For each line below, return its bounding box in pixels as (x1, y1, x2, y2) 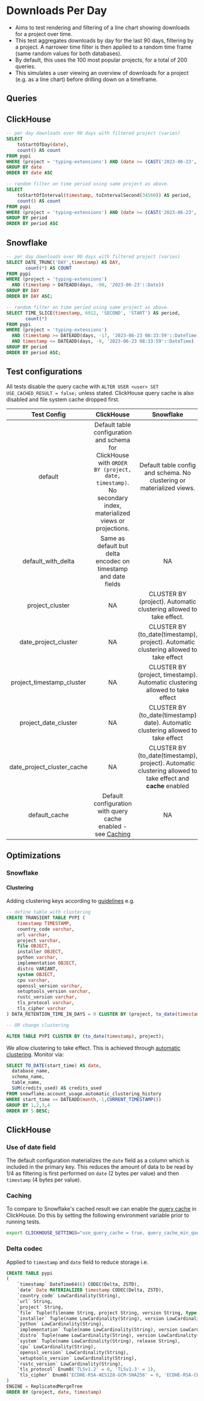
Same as (100, 534, 126, 543)
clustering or (149, 476, 186, 485)
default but (97, 541, 129, 550)
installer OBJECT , (17, 949, 64, 955)
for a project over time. (15, 30, 73, 37)
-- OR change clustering (6, 1022, 69, 1028)
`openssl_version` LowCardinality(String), (17, 1349, 129, 1355)
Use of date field (6, 1143, 56, 1151)
